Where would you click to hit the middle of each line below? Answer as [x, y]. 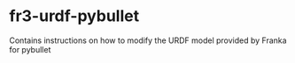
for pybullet [30, 49]
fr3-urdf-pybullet [74, 16]
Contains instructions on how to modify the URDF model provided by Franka [148, 40]
